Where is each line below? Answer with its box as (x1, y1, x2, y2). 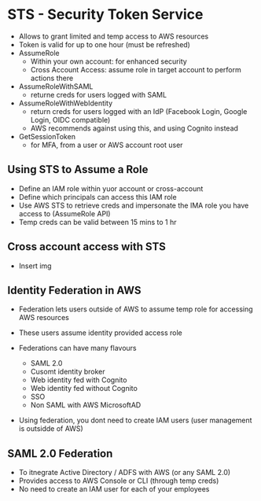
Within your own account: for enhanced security (30, 57, 188, 66)
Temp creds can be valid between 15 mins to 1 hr (18, 217, 178, 227)
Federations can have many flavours (18, 344, 137, 353)
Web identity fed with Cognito (30, 375, 127, 385)
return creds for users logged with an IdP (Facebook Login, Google (30, 106, 248, 116)
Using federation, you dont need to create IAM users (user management (18, 415, 252, 425)
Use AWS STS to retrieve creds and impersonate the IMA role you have (18, 201, 249, 210)
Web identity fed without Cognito (30, 384, 138, 393)
